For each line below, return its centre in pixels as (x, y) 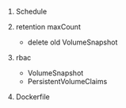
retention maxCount (48, 27)
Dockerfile (32, 97)
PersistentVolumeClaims (67, 81)
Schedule (31, 12)
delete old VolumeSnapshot (73, 42)
